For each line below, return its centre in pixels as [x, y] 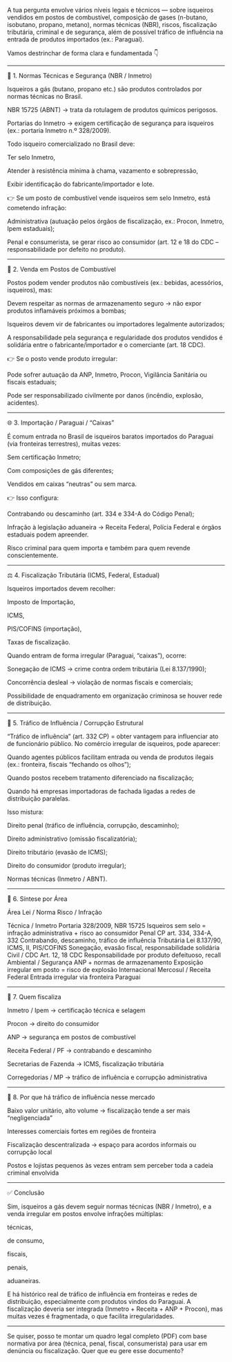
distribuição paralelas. [39, 799]
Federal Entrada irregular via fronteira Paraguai [74, 977]
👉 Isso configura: [33, 498]
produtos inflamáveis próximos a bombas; [67, 311]
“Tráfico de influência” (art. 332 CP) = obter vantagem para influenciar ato [113, 736]
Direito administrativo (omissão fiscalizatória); [72, 839]
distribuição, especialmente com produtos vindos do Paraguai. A [99, 1302]
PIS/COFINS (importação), [45, 629]
